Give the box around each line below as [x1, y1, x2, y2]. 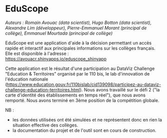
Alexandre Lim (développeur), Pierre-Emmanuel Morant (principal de [5, 24, 147, 30]
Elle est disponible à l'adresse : [5, 50, 69, 56]
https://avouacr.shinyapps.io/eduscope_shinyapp [5, 55, 106, 61]
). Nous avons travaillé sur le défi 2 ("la [79, 86, 160, 92]
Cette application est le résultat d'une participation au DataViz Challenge [5, 65, 155, 71]
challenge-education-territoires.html [5, 86, 80, 92]
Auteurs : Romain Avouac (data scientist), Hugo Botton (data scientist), [5, 19, 151, 25]
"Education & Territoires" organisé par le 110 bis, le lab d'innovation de [5, 70, 150, 76]
